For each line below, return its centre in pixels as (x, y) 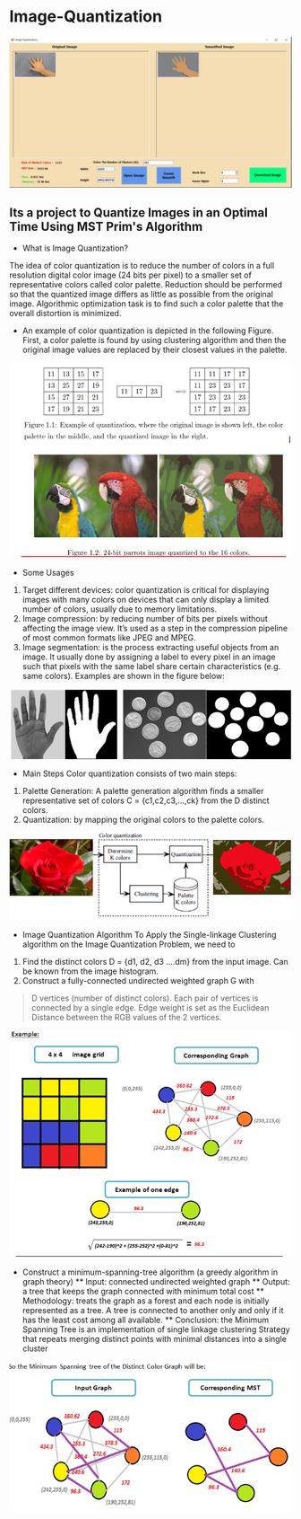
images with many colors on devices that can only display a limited (146, 599)
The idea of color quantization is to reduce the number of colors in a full (142, 266)
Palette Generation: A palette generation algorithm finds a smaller (143, 790)
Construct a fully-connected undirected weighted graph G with (138, 980)
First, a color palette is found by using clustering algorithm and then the (154, 340)
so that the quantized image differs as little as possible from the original (141, 295)
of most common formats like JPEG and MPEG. (109, 637)
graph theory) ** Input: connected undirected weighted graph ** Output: (156, 1281)
